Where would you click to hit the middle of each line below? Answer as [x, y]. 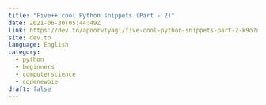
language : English [38, 45]
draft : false [30, 89]
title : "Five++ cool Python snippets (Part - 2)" [92, 15]
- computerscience [46, 74]
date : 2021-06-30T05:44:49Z [55, 23]
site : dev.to [30, 37]
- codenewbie [37, 81]
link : [17, 30]
